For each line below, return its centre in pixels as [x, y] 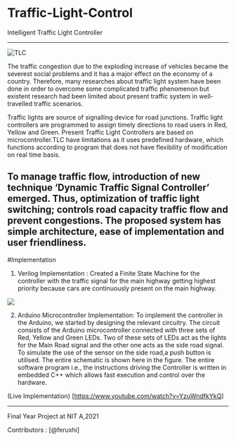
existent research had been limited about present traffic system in [103, 96]
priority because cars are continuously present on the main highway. [117, 288]
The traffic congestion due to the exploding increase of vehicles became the [118, 66]
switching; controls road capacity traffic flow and [118, 210]
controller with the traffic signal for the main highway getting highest [117, 281]
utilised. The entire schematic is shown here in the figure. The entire [116, 359]
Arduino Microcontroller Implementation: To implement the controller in [120, 315]
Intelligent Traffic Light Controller [55, 32]
